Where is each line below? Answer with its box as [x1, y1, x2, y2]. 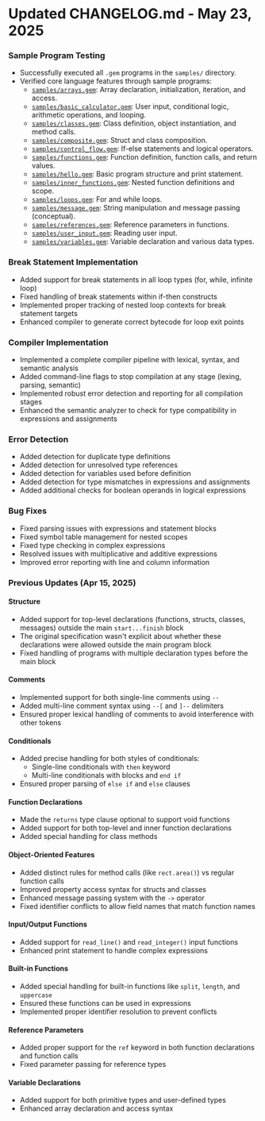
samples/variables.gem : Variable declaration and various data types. [31, 237, 255, 246]
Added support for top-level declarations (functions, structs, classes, [19, 614, 246, 624]
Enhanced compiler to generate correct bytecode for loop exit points [19, 317, 244, 327]
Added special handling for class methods [19, 832, 158, 841]
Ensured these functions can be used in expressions [19, 999, 192, 1008]
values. [31, 160, 56, 171]
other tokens [19, 718, 62, 727]
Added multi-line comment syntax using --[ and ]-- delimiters [19, 701, 225, 710]
